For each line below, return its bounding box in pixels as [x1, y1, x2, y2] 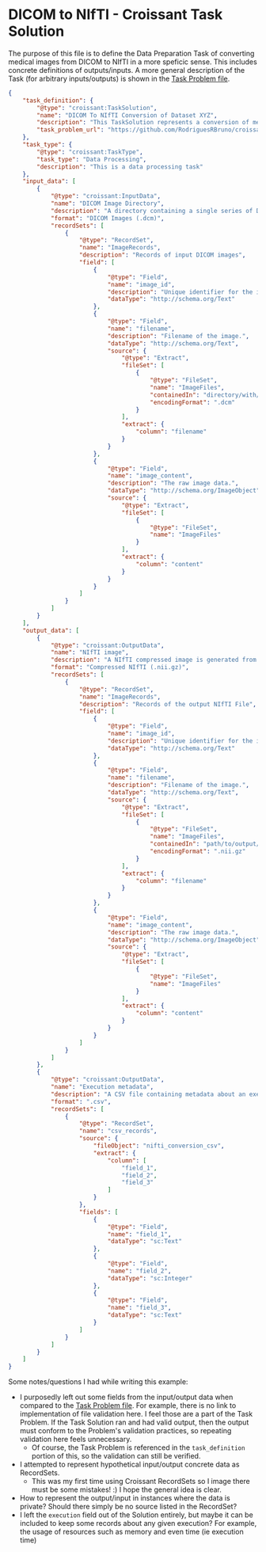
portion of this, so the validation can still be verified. [31, 1451, 201, 1461]
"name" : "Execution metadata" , [50, 1083, 154, 1091]
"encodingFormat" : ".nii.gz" [150, 847, 246, 856]
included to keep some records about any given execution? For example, [19, 1519, 257, 1528]
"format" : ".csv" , [50, 1097, 112, 1105]
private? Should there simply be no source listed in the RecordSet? [19, 1502, 237, 1512]
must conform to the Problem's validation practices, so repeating [19, 1426, 232, 1436]
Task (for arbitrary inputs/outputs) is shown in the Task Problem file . [8, 74, 230, 83]
